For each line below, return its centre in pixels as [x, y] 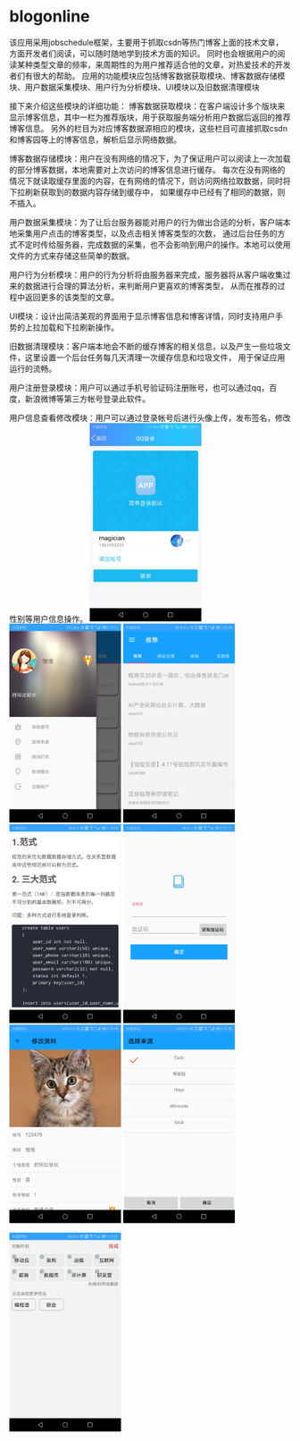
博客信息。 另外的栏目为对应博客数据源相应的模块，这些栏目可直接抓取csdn [149, 128]
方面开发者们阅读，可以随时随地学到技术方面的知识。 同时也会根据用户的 [143, 53]
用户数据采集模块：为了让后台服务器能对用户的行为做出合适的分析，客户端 [146, 222]
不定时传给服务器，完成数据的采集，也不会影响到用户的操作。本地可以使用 [154, 244]
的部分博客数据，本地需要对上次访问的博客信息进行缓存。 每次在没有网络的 [147, 169]
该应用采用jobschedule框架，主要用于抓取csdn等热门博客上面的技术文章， [146, 42]
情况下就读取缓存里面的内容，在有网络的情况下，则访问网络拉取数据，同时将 [150, 181]
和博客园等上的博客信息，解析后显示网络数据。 [95, 139]
